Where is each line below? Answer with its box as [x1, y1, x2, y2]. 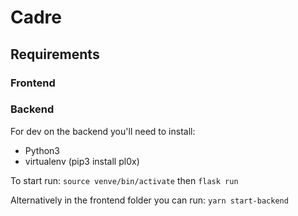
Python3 [24, 144, 60, 156]
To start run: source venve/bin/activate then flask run [10, 174, 239, 186]
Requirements [10, 46, 100, 63]
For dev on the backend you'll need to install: [10, 125, 196, 137]
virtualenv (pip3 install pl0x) [24, 155, 140, 167]
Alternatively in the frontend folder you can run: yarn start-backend [10, 194, 289, 206]
